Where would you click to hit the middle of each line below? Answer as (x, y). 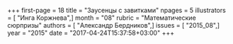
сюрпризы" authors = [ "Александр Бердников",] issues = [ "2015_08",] (114, 25)
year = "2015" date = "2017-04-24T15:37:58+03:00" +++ (91, 33)
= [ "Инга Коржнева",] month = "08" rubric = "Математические (102, 18)
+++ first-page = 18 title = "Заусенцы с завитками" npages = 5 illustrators (117, 10)
